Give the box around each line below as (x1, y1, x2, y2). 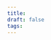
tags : (7, 22, 23, 29)
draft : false (7, 16, 45, 23)
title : (7, 9, 26, 17)
